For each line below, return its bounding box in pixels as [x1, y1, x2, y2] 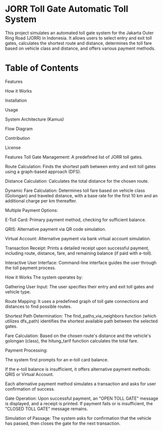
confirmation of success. [5, 386, 55, 392]
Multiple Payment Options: [5, 207, 58, 213]
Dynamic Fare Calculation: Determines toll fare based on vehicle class [5, 187, 145, 193]
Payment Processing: [5, 347, 48, 353]
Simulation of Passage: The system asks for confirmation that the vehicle [5, 415, 152, 421]
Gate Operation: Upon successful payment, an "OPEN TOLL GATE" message [5, 395, 159, 401]
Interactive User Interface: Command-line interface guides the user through [5, 260, 157, 265]
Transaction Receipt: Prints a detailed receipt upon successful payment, [5, 245, 149, 251]
